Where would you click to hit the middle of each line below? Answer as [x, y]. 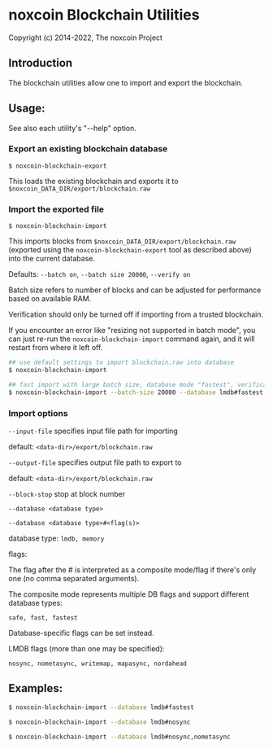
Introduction [41, 63]
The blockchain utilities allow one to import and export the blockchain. [126, 82]
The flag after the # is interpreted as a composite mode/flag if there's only [132, 569]
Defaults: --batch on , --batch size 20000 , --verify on [100, 274]
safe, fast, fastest [43, 618]
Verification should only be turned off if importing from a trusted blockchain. [136, 314]
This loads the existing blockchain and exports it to [93, 181]
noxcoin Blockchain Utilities [104, 15]
